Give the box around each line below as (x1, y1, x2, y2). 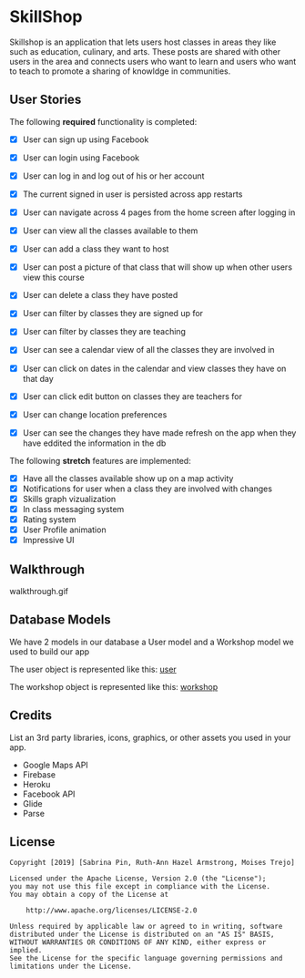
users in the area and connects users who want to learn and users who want (9, 56, 297, 67)
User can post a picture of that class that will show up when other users (22, 262, 293, 273)
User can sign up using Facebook (22, 134, 149, 145)
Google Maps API (22, 759, 88, 770)
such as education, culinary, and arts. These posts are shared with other (9, 46, 281, 57)
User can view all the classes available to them (22, 225, 198, 236)
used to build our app (9, 645, 90, 657)
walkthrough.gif (9, 586, 69, 596)
